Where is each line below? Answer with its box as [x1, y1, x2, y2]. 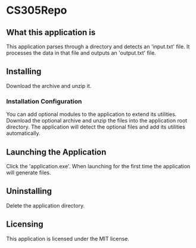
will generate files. [6, 169, 51, 176]
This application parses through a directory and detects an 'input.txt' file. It [6, 43, 190, 50]
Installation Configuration [6, 97, 82, 105]
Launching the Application [6, 147, 107, 157]
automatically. [6, 130, 41, 137]
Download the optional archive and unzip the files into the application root [6, 117, 188, 124]
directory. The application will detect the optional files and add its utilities [6, 123, 186, 131]
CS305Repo [6, 4, 67, 17]
